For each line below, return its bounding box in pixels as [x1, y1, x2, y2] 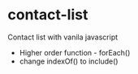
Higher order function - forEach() [19, 47, 131, 57]
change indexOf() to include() [19, 56, 119, 66]
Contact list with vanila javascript [7, 32, 119, 42]
